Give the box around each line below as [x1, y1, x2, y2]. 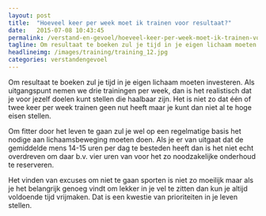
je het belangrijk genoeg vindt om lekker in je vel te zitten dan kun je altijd [8, 184, 248, 193]
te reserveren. [8, 160, 55, 169]
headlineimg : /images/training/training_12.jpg [8, 48, 169, 56]
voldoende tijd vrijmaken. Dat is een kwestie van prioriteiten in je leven [8, 191, 238, 202]
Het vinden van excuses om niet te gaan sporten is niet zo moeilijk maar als [8, 175, 254, 184]
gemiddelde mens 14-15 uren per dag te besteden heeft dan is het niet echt [8, 143, 254, 153]
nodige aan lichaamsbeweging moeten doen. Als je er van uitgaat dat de [8, 135, 244, 144]
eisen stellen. [8, 111, 51, 120]
